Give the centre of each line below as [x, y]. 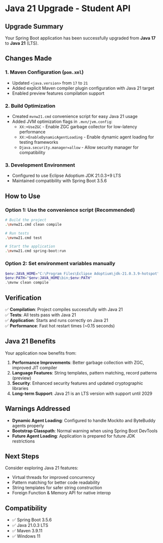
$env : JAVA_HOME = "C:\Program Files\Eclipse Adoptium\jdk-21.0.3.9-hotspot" [82, 273]
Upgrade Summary [34, 26]
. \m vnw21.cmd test [24, 238]
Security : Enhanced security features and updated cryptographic [77, 383]
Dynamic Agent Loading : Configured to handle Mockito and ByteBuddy [84, 420]
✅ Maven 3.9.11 [27, 531]
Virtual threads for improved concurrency [53, 477]
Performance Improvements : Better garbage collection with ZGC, [78, 362]
